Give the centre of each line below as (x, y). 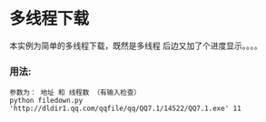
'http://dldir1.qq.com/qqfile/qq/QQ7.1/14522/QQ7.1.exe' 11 (126, 109)
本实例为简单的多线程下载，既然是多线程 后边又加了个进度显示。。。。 (136, 46)
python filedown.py (46, 101)
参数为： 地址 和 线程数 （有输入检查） (75, 93)
